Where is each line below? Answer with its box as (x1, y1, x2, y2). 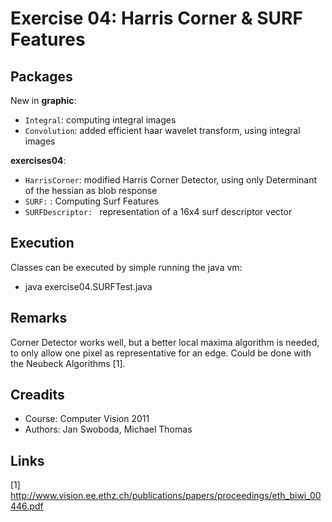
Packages (10, 68, 73, 85)
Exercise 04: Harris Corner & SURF (10, 7, 303, 30)
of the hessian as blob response (24, 185, 158, 196)
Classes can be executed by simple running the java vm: (10, 261, 243, 273)
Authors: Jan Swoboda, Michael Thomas (24, 423, 193, 436)
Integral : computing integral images (24, 114, 177, 126)
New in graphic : (10, 95, 77, 106)
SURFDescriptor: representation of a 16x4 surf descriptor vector (24, 206, 293, 217)
